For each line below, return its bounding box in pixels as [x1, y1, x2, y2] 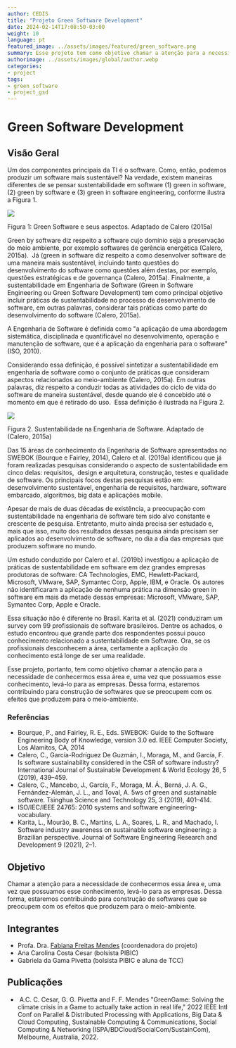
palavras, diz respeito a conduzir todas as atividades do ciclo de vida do [7, 383, 216, 391]
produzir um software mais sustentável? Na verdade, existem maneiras [7, 173, 213, 182]
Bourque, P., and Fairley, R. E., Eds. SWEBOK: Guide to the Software [17, 728, 214, 737]
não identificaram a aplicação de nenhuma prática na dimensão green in [7, 586, 216, 594]
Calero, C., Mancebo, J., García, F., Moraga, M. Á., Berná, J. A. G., [17, 781, 209, 789]
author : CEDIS [7, 10, 49, 18]
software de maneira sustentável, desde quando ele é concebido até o [7, 391, 211, 399]
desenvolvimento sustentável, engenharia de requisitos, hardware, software [7, 484, 227, 492]
